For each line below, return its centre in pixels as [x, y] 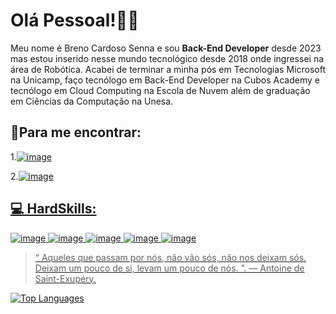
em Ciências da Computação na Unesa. [92, 101]
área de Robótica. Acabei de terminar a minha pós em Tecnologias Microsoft [168, 69]
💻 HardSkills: [53, 209]
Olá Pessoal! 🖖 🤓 [75, 20]
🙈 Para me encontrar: [76, 132]
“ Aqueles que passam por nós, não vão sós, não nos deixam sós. [170, 257]
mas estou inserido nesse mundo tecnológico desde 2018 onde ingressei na [167, 58]
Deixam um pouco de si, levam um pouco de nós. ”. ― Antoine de [169, 268]
